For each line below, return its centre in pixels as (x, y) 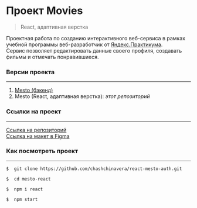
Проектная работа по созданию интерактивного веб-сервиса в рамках (96, 38)
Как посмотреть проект (42, 151)
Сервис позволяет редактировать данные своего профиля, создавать (94, 50)
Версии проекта (30, 72)
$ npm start (22, 199)
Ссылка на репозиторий (36, 130)
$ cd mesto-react (28, 179)
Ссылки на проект (34, 112)
